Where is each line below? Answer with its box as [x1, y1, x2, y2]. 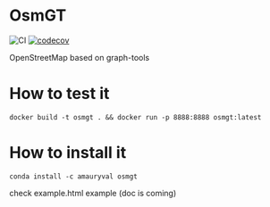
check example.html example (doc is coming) [9, 187, 177, 198]
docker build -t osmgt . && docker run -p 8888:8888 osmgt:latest [9, 112, 262, 121]
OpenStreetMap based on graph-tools [9, 52, 150, 62]
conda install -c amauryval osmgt [9, 171, 139, 181]
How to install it [9, 143, 127, 163]
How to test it [9, 84, 110, 103]
